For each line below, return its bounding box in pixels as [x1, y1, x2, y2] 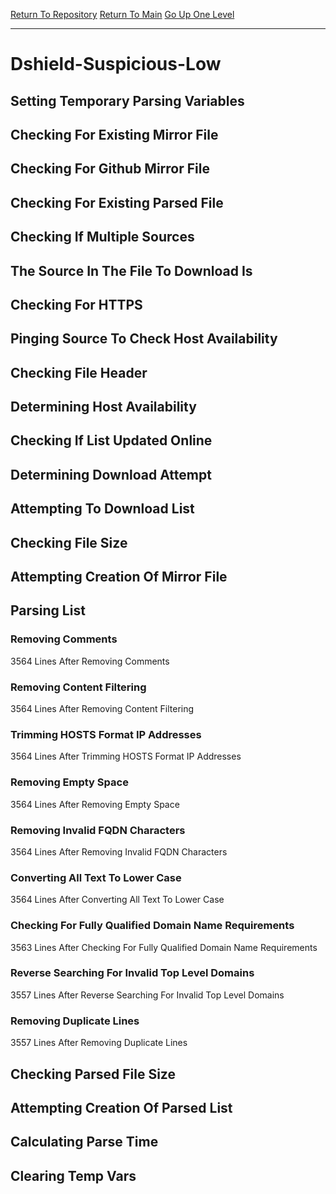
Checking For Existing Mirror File [10, 126, 219, 143]
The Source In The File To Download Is [10, 262, 253, 279]
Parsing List [10, 602, 86, 619]
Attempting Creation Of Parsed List [10, 1099, 233, 1116]
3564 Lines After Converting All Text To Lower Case [10, 894, 225, 906]
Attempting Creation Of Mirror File [10, 569, 228, 586]
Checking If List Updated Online [10, 432, 213, 449]
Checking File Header [10, 364, 148, 381]
